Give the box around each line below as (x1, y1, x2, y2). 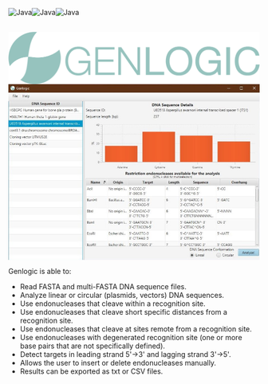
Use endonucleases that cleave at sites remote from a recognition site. (19, 324, 253, 334)
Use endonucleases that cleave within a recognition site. (19, 299, 206, 308)
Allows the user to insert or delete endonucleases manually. (19, 359, 217, 368)
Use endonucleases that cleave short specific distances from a (19, 308, 227, 317)
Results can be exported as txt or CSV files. (19, 366, 164, 376)
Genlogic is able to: (8, 267, 72, 276)
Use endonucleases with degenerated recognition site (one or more (19, 333, 242, 343)
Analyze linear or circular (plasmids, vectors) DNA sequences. (19, 291, 225, 300)
